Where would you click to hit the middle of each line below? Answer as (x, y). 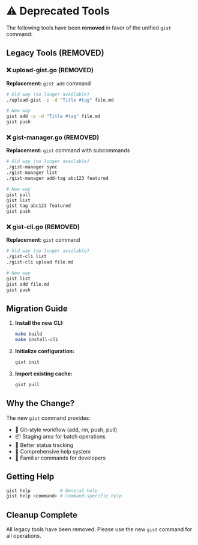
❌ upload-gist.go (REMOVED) (50, 70)
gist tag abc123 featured (38, 206)
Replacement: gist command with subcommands (68, 150)
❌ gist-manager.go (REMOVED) (53, 137)
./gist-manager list (32, 173)
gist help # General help (52, 491)
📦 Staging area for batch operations (60, 436)
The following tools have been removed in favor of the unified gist (89, 28)
